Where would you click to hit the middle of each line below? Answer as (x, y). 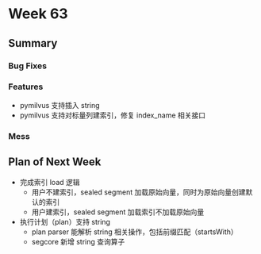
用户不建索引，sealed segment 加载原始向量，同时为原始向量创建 (138, 192)
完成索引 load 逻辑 (50, 182)
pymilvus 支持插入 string (60, 105)
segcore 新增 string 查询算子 (78, 241)
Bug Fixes (28, 66)
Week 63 (38, 14)
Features (26, 87)
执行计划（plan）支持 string (65, 221)
